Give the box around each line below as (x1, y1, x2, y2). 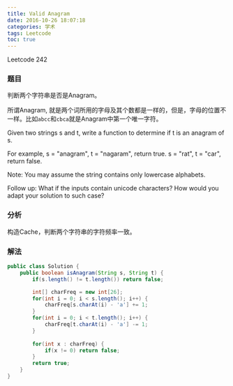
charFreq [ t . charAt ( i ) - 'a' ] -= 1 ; (44, 321, 149, 328)
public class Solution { (7, 263, 80, 270)
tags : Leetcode (7, 29, 52, 37)
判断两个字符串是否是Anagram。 (7, 91, 101, 100)
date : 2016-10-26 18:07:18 (7, 17, 86, 24)
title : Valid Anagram (7, 10, 70, 17)
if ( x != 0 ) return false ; (44, 347, 120, 354)
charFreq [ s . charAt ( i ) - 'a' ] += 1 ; (44, 302, 149, 309)
